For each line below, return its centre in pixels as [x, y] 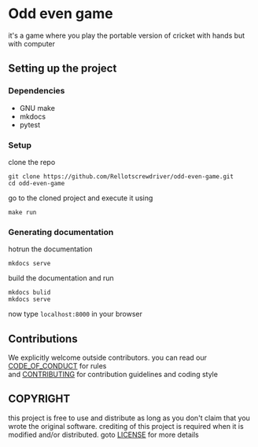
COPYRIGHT [39, 399]
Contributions [43, 339]
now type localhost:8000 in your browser [76, 314]
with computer [32, 43]
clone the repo [32, 162]
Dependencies [37, 91]
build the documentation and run [61, 278]
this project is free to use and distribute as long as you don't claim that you [129, 418]
